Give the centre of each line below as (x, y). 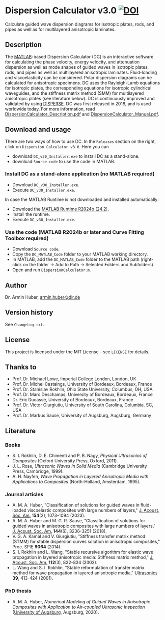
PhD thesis (18, 591)
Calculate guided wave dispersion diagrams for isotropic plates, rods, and (80, 24)
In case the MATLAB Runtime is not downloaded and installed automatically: (82, 199)
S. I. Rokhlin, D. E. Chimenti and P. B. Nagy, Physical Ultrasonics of (80, 456)
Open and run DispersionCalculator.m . (52, 270)
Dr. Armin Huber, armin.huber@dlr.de (42, 297)
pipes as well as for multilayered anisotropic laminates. (60, 29)
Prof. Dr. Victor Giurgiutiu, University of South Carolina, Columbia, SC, (83, 405)
